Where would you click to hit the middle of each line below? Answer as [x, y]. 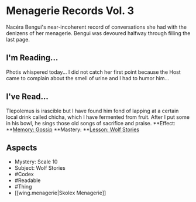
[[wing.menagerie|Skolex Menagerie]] [60, 193]
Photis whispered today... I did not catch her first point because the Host [94, 72]
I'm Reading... [32, 58]
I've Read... [27, 97]
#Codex [24, 174]
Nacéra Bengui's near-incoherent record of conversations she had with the [97, 27]
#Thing [23, 187]
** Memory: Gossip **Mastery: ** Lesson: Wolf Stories [73, 129]
